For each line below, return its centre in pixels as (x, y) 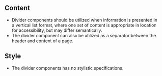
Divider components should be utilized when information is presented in (84, 20)
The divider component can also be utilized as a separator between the (84, 35)
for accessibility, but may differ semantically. (57, 30)
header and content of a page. (42, 41)
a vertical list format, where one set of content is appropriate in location (84, 25)
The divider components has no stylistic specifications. (67, 68)
